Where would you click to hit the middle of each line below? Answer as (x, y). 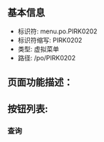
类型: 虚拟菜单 (38, 49)
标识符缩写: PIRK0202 (50, 40)
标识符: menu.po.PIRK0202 (57, 31)
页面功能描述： (40, 83)
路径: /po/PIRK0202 (47, 58)
